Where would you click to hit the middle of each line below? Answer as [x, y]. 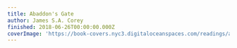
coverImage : [25, 34]
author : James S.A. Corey [45, 20]
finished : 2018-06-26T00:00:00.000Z [61, 27]
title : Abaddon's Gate [41, 14]
